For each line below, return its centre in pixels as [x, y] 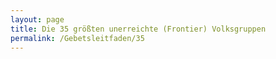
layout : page [37, 19]
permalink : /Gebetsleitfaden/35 [77, 38]
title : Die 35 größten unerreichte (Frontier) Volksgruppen [138, 29]
